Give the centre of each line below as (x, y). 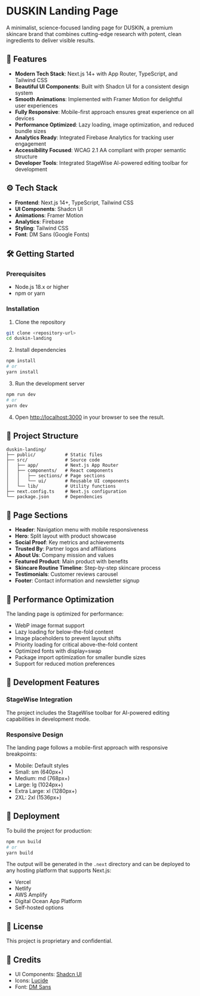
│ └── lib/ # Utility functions (61, 487)
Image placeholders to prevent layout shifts (68, 638)
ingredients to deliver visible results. (51, 40)
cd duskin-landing (29, 339)
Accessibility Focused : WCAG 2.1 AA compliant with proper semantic (100, 150)
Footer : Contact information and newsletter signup (77, 581)
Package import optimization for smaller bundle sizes (80, 657)
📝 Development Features (53, 682)
